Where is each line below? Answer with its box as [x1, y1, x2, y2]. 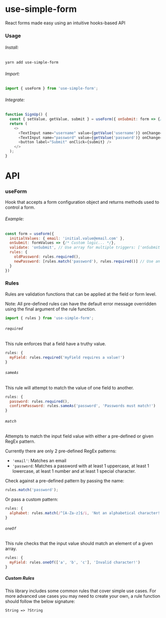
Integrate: [5, 97, 25, 103]
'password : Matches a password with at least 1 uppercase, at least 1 [12, 463, 150, 469]
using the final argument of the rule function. [5, 306, 96, 312]
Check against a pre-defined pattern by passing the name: [5, 478, 124, 484]
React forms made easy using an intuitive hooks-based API [5, 20, 125, 26]
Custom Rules [5, 575, 35, 581]
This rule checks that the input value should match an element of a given [5, 541, 153, 547]
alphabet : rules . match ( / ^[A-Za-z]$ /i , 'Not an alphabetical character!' [9, 511, 163, 516]
